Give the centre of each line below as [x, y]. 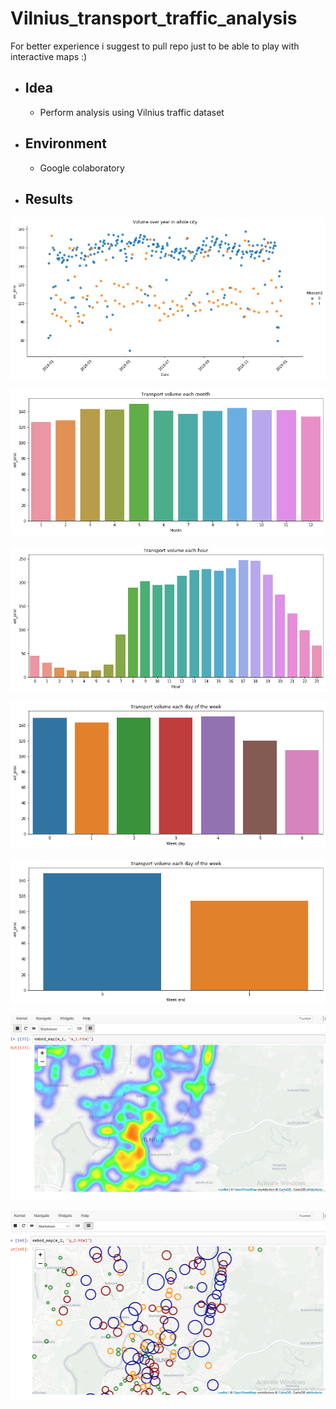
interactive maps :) [49, 56]
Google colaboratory [82, 168]
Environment [65, 143]
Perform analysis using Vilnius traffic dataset [132, 112]
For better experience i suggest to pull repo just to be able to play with [155, 46]
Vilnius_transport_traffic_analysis [154, 18]
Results [48, 198]
